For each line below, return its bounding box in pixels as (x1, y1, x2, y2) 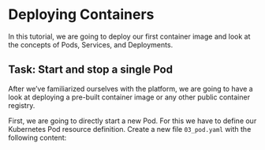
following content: (8, 133, 67, 142)
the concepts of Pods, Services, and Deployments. (8, 39, 174, 49)
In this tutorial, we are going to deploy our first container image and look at (8, 32, 251, 41)
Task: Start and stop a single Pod (8, 63, 174, 77)
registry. (8, 100, 35, 110)
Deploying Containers (8, 6, 155, 24)
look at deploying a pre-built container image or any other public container (8, 92, 251, 102)
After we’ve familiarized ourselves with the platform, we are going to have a (8, 84, 254, 93)
